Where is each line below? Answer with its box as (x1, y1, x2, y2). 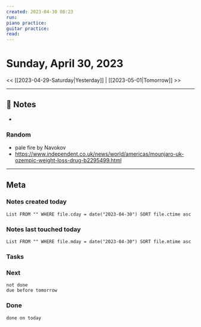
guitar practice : (6, 25, 50, 32)
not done (6, 282, 28, 288)
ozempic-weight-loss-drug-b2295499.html (14, 157, 122, 164)
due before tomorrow (6, 287, 58, 293)
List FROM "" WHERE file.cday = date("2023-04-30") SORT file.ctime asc (6, 211, 191, 217)
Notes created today (6, 198, 67, 206)
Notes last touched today (6, 225, 81, 234)
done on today (6, 315, 42, 321)
